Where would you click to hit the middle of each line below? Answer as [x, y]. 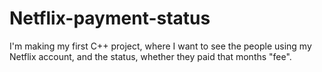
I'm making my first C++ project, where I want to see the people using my [160, 46]
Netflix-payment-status [110, 18]
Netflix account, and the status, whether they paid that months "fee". [150, 56]
